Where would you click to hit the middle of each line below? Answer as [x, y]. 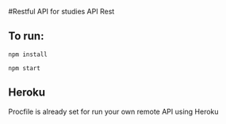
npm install [28, 54]
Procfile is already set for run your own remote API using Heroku [114, 111]
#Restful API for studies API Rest [61, 11]
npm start [25, 68]
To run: [26, 36]
